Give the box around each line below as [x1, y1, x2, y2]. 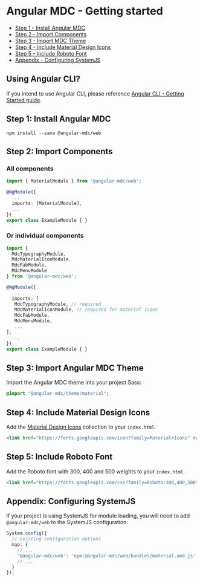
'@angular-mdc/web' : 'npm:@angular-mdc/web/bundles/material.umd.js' [17, 553, 196, 559]
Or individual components [6, 232, 85, 240]
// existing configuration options [11, 536, 101, 542]
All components [6, 164, 54, 173]
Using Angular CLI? [6, 74, 80, 84]
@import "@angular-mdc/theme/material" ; [6, 391, 110, 397]
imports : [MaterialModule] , [11, 200, 83, 206]
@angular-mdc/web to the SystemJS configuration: [6, 519, 129, 526]
